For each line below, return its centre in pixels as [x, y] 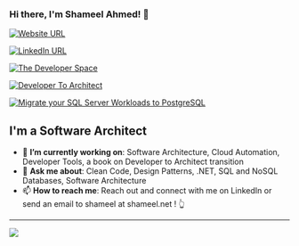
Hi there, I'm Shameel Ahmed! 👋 [79, 14]
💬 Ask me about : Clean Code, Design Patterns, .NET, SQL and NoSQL [150, 171]
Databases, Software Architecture [84, 181]
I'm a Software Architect [78, 131]
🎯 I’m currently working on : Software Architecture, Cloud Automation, [151, 152]
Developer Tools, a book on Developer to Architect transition [133, 162]
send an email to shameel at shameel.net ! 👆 [103, 204]
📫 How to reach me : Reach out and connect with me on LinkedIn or [147, 191]
